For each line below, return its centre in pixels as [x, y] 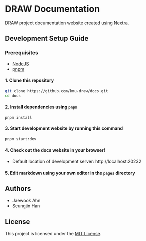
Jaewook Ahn [26, 201]
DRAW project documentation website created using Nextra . [67, 23]
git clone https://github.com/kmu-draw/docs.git [57, 91]
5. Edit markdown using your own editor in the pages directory [70, 173]
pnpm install [19, 117]
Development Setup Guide [47, 39]
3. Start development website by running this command [64, 128]
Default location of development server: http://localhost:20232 [77, 161]
